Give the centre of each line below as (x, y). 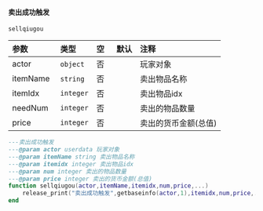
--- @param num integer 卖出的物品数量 (68, 171)
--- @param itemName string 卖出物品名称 (71, 157)
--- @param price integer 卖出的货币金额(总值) (80, 179)
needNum (30, 108)
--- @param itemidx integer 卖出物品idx (71, 164)
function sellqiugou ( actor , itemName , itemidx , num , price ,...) (109, 186)
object (72, 64)
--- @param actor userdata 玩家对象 (64, 150)
